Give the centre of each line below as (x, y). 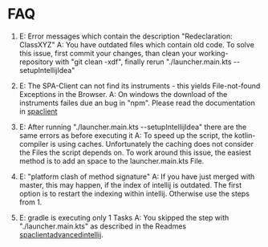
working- (214, 53)
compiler (34, 144)
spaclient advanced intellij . (61, 234)
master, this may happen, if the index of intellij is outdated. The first (130, 184)
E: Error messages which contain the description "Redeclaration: (126, 36)
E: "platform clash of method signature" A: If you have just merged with (137, 176)
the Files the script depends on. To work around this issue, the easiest (135, 152)
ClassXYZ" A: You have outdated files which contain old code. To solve (136, 44)
